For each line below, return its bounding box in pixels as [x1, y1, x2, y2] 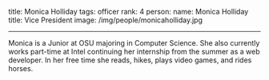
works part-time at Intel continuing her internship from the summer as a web [8, 47, 260, 56]
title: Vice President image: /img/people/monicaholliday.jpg [8, 15, 203, 25]
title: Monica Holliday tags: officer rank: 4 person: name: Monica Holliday [8, 7, 249, 16]
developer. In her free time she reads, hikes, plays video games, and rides [8, 55, 252, 65]
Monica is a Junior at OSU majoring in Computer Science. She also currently [8, 38, 260, 47]
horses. [8, 64, 34, 73]
